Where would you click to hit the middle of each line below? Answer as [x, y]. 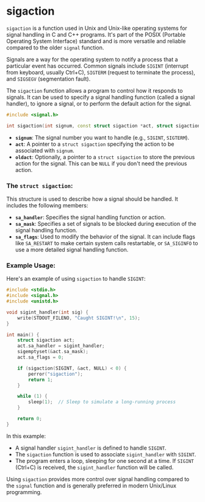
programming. [24, 492]
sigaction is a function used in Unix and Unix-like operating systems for [97, 28]
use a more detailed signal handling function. [72, 249]
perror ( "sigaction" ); [56, 374]
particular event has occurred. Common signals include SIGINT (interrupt [98, 66]
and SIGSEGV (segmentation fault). [49, 79]
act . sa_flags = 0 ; [41, 357]
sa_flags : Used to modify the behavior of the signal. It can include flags [105, 237]
